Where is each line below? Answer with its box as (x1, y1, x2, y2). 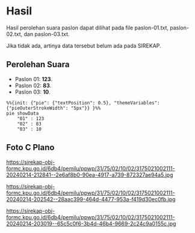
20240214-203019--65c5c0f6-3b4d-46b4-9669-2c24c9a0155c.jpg (6, 220, 176, 227)
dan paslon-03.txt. (23, 30, 70, 37)
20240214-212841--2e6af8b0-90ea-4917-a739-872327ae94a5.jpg (6, 171, 173, 178)
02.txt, (6, 30, 23, 37)
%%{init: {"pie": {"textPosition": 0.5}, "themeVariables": (6, 100, 161, 106)
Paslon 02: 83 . (14, 82, 52, 89)
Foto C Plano (6, 142, 55, 153)
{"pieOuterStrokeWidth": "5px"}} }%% (6, 105, 101, 111)
